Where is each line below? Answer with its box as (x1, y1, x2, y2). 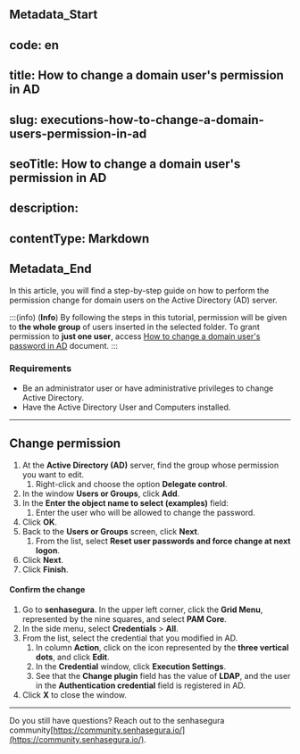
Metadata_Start (9, 7, 98, 22)
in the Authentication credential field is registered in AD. (35, 680, 246, 691)
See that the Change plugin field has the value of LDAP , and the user (35, 670, 291, 681)
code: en (9, 37, 60, 53)
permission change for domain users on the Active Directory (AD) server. (9, 294, 279, 305)
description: (9, 201, 79, 216)
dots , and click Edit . (35, 651, 110, 662)
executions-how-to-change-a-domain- (39, 112, 265, 128)
